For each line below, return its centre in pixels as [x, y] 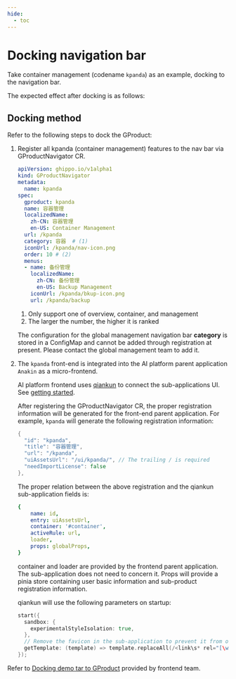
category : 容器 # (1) [56, 241]
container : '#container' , [68, 527]
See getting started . [46, 392]
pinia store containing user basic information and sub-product [107, 581]
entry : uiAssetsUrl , [60, 520]
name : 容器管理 [44, 209]
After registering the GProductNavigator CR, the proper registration [114, 405]
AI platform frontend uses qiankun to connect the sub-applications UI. [118, 384]
